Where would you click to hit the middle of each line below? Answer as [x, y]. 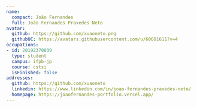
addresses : [20, 78]
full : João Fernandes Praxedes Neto [57, 23]
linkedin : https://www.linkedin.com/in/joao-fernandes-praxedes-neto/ [101, 89]
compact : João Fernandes [43, 17]
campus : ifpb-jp [32, 61]
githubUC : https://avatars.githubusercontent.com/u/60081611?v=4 [95, 39]
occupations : [22, 45]
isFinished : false [35, 73]
